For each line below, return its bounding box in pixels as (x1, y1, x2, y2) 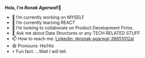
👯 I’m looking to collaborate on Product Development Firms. (11, 25, 134, 31)
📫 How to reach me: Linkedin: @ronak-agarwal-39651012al (11, 36, 135, 42)
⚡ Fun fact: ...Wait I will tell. (11, 49, 68, 54)
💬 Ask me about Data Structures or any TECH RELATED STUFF (11, 30, 141, 36)
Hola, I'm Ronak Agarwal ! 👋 (4, 5, 62, 10)
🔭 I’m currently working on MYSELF (11, 14, 85, 20)
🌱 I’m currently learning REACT (11, 20, 75, 25)
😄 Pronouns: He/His (11, 43, 54, 49)
